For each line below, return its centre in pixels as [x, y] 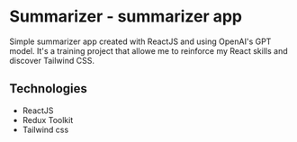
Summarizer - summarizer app [126, 17]
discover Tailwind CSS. [52, 60]
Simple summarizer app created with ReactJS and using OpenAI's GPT [140, 41]
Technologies [49, 89]
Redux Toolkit [48, 120]
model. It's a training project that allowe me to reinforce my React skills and [148, 50]
